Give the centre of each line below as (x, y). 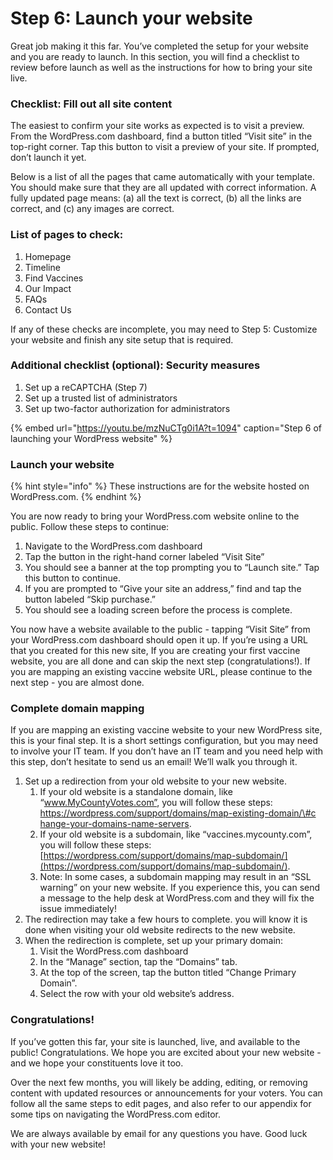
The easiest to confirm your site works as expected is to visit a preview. (157, 126)
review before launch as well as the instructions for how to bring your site (161, 67)
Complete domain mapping (77, 709)
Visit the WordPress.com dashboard (114, 951)
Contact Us (48, 309)
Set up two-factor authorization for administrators (127, 408)
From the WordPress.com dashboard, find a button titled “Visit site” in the (161, 136)
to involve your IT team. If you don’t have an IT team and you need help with (167, 751)
